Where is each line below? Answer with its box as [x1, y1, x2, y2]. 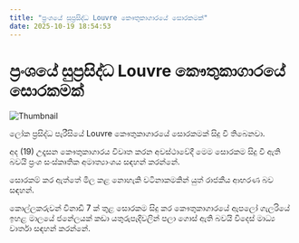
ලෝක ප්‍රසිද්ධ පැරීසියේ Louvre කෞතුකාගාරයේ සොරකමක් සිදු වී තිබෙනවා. [9, 128, 265, 139]
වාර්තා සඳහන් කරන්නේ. [9, 223, 91, 234]
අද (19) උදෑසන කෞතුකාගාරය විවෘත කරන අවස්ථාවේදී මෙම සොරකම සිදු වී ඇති [9, 146, 281, 157]
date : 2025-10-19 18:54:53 [9, 22, 111, 31]
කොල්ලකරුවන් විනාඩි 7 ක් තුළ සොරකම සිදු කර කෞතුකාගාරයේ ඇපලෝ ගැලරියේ [9, 202, 291, 213]
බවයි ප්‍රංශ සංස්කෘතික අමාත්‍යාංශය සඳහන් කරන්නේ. [9, 156, 180, 167]
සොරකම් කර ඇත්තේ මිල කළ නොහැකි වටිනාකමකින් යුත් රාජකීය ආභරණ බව [9, 174, 275, 185]
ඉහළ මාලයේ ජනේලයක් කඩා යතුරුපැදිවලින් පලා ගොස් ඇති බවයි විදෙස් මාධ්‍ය [9, 213, 276, 224]
